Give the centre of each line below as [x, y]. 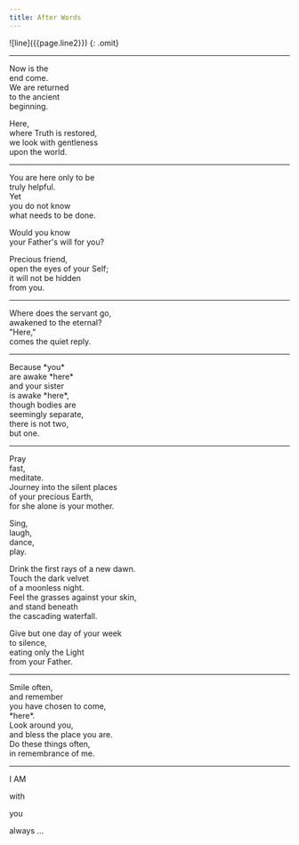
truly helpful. [32, 187]
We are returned [39, 87]
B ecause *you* [37, 366]
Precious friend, [39, 259]
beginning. [29, 106]
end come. [29, 77]
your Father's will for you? [57, 242]
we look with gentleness [54, 142]
